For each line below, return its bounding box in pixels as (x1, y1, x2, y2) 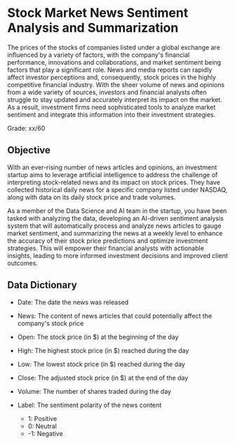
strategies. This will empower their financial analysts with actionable (7, 244, 205, 252)
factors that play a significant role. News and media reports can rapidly (7, 65, 213, 74)
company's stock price (17, 318, 84, 328)
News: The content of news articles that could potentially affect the (17, 311, 213, 320)
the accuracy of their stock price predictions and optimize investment (7, 236, 208, 245)
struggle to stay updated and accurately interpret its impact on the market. (7, 95, 222, 103)
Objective (7, 144, 51, 156)
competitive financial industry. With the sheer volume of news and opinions (7, 80, 225, 89)
